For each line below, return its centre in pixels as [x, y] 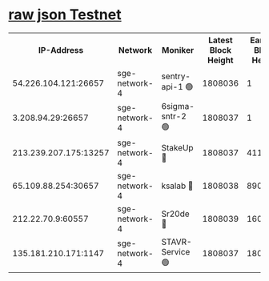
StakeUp [177, 147]
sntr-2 [174, 116]
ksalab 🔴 [177, 186]
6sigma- [178, 106]
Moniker [178, 50]
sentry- [176, 76]
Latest [221, 40]
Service [176, 251]
